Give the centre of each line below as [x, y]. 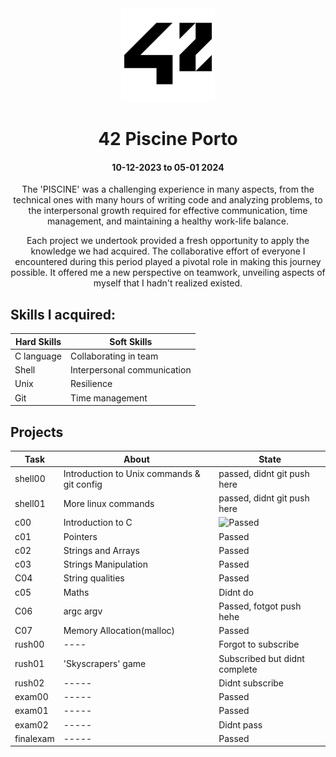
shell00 [30, 479]
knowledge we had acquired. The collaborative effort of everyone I [168, 251]
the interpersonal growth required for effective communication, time [168, 211]
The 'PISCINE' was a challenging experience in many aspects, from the [168, 189]
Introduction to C [98, 523]
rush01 [29, 664]
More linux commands [109, 503]
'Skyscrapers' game [105, 664]
